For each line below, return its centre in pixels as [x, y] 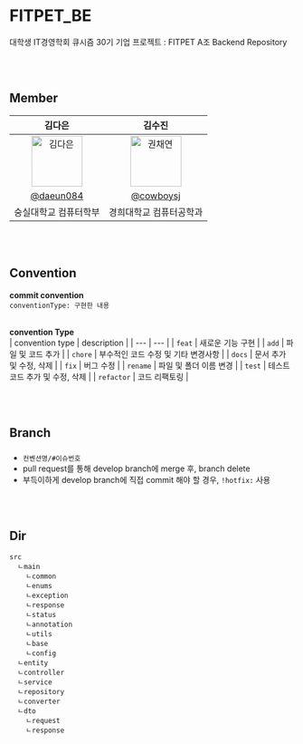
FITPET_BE [51, 16]
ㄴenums [39, 585]
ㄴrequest [43, 720]
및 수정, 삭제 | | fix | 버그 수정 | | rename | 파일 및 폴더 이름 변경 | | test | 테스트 [150, 365]
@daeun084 [57, 196]
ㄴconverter [39, 701]
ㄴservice [35, 682]
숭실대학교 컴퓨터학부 [57, 212]
